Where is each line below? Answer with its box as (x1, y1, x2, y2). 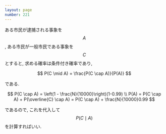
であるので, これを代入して (5, 107, 61, 113)
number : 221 (5, 12, 30, 17)
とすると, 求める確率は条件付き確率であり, (5, 60, 93, 66)
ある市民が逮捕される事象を (5, 26, 63, 33)
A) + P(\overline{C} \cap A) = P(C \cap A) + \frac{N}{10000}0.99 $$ (14, 96, 155, 102)
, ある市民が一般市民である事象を (5, 43, 74, 50)
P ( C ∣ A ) (76, 115, 93, 121)
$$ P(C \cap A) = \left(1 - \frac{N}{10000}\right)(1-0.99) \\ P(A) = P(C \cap (7, 91, 161, 97)
